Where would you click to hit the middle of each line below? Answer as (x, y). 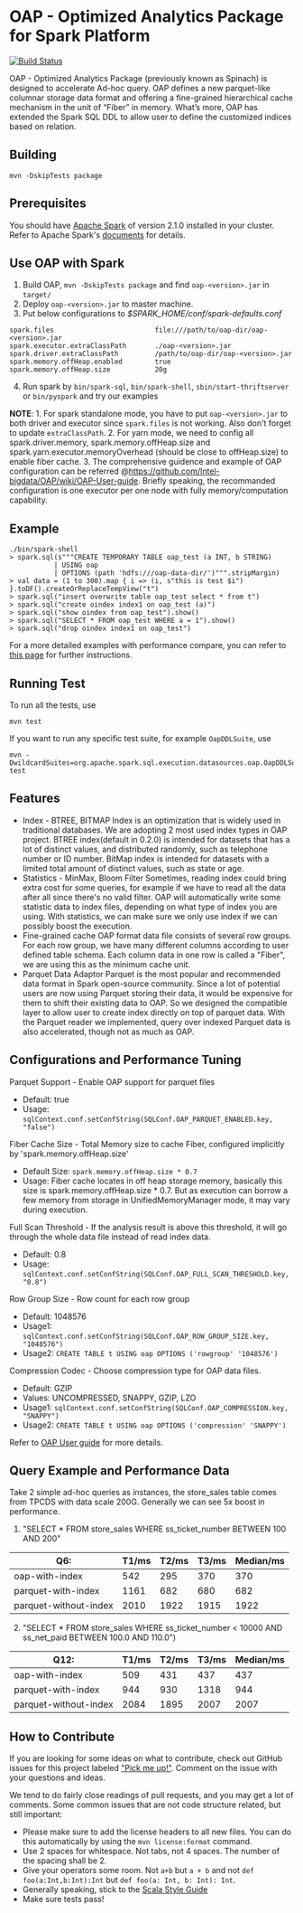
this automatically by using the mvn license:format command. (137, 1842)
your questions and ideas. (58, 1777)
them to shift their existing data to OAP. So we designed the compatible (155, 1003)
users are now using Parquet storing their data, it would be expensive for (157, 993)
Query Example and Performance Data (119, 1471)
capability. (28, 500)
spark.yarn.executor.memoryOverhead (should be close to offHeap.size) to (149, 452)
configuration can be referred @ (69, 471)
